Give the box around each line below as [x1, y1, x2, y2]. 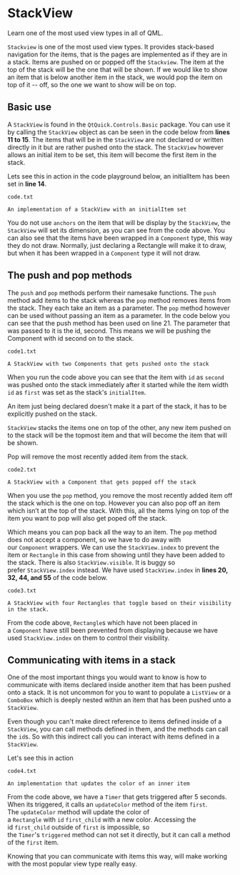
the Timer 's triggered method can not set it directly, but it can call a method [7, 831, 231, 839]
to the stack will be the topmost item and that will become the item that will [7, 431, 227, 439]
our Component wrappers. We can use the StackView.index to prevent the [7, 543, 220, 551]
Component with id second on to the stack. [7, 334, 134, 342]
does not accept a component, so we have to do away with [7, 535, 181, 544]
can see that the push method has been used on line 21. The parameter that [7, 319, 231, 327]
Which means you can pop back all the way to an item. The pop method [7, 527, 217, 536]
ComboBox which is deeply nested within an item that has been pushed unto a [7, 696, 231, 704]
